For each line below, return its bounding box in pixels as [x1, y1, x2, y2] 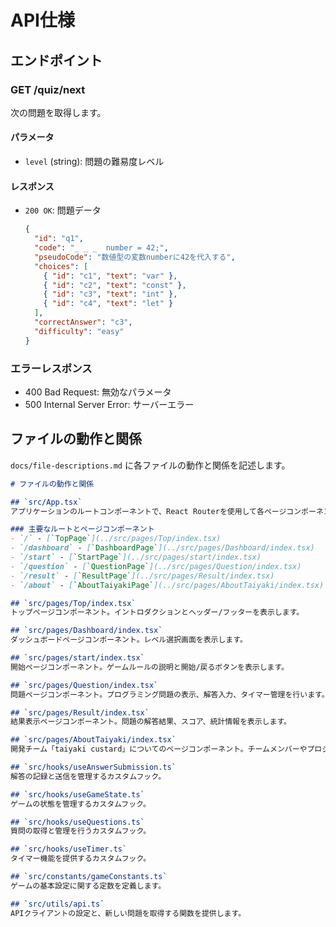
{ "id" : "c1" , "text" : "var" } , [43, 271, 178, 281]
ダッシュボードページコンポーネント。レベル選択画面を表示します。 [10, 635, 248, 645]
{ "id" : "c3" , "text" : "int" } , [43, 289, 178, 300]
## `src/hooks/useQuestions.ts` [10, 817, 145, 827]
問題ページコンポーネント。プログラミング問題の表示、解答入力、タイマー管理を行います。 [10, 689, 330, 700]
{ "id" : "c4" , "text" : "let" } [43, 299, 174, 309]
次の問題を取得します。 [10, 106, 107, 118]
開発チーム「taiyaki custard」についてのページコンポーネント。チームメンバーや [10, 744, 308, 755]
